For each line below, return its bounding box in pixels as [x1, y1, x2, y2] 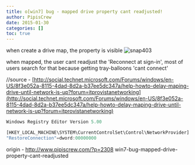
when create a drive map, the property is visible [6, 47, 123, 54]
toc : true [6, 31, 31, 37]
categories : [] [6, 25, 44, 31]
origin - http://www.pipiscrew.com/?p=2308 [6, 145, 114, 153]
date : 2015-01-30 [6, 20, 49, 25]
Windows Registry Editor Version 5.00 [6, 119, 102, 125]
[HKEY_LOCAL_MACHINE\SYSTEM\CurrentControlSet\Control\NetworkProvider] [6, 130, 190, 135]
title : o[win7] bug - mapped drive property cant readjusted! [6, 8, 163, 15]
